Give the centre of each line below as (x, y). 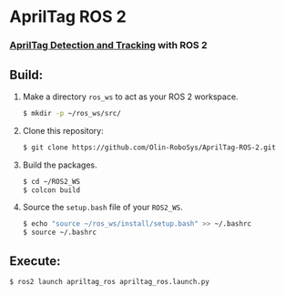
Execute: (35, 261)
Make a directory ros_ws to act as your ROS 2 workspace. (130, 97)
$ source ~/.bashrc (60, 233)
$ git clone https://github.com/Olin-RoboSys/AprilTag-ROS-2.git (149, 147)
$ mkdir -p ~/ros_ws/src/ (71, 113)
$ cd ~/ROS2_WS (51, 181)
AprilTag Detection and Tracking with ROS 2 (108, 46)
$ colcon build (51, 190)
